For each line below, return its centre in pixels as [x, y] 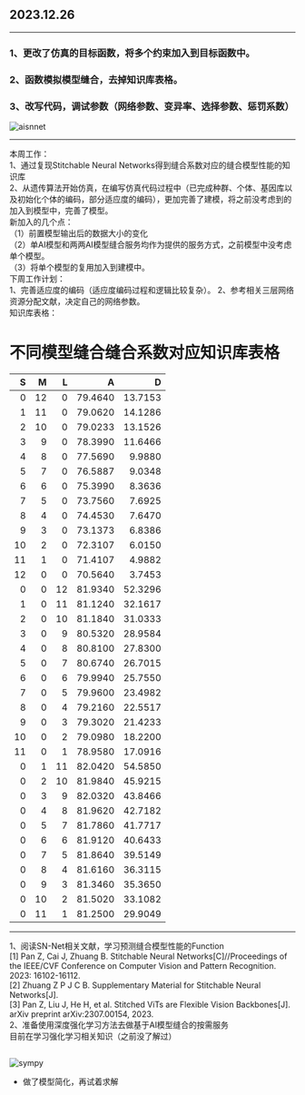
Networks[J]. [34, 994]
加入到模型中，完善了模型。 [61, 210]
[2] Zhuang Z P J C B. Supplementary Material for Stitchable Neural [135, 985]
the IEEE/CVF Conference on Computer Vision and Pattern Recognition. [143, 965]
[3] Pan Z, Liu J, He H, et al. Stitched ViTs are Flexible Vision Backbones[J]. [150, 1004]
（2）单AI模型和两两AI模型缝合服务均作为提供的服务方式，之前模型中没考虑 [151, 244]
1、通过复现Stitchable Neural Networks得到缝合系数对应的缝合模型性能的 [146, 165]
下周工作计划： [37, 278]
